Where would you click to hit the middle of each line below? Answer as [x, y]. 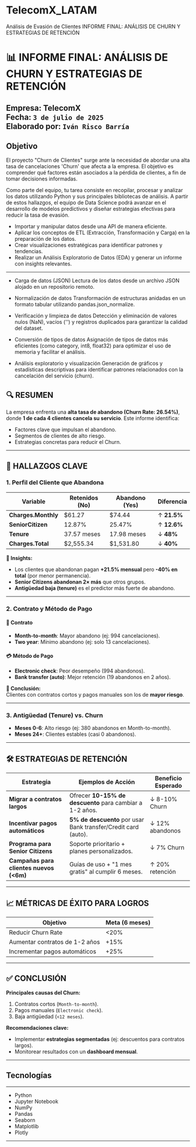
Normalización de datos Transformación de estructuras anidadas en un [100, 298]
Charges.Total [29, 544]
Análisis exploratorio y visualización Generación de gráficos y [89, 363]
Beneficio [169, 779]
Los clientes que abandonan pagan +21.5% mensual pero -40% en [96, 569]
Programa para [30, 844]
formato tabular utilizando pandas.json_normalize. [75, 305]
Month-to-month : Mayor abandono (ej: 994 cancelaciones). [87, 636]
